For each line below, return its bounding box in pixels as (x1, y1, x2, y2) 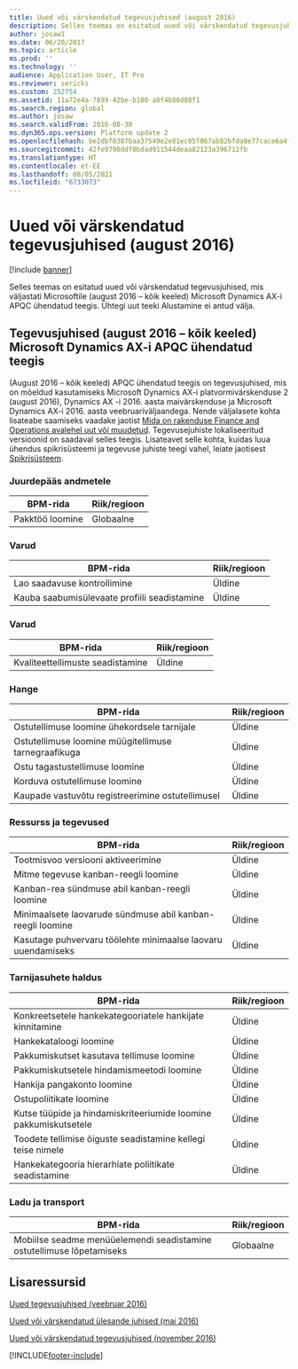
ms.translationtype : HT (9, 153, 98, 162)
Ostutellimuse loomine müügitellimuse (13, 736, 172, 748)
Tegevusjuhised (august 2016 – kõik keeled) (9, 326, 257, 342)
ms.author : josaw (9, 112, 74, 121)
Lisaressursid (9, 1275, 86, 1290)
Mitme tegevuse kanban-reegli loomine (13, 869, 179, 881)
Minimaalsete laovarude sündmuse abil (13, 909, 176, 921)
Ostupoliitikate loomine (13, 1092, 109, 1105)
